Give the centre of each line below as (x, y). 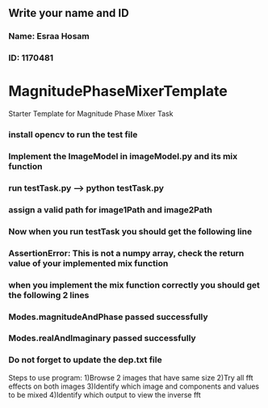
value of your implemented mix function (88, 263)
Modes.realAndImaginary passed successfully (102, 339)
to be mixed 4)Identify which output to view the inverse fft (105, 394)
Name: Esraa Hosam (49, 36)
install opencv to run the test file (73, 135)
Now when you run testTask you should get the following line (130, 231)
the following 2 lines (49, 295)
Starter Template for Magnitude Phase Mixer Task (91, 114)
